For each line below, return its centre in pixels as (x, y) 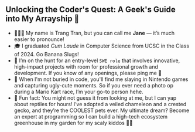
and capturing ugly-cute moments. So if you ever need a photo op (94, 85)
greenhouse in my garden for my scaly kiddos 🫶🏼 (73, 123)
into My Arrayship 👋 (42, 19)
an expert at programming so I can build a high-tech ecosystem (91, 116)
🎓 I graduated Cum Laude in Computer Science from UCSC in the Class (102, 46)
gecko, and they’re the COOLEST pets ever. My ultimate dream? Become (102, 110)
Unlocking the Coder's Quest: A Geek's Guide (91, 10)
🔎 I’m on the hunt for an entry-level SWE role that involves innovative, (97, 60)
